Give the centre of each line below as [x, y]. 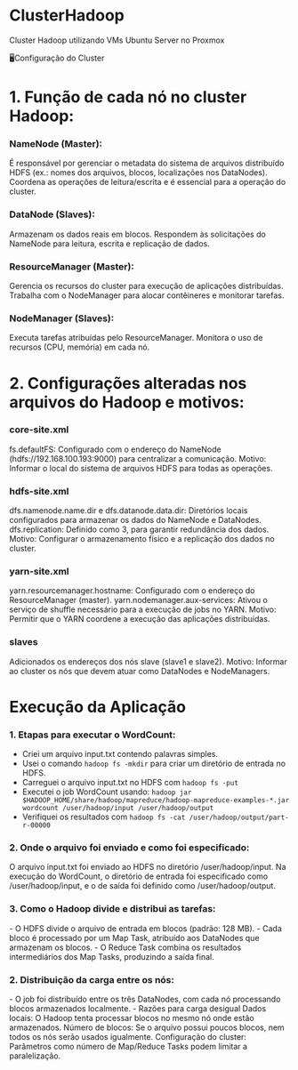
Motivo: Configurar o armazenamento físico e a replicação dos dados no [142, 539]
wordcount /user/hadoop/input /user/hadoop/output [118, 809]
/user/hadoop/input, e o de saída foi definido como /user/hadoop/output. [142, 886]
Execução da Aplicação [98, 707]
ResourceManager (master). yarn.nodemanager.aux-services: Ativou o [139, 600]
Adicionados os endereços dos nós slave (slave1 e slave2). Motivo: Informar [148, 661]
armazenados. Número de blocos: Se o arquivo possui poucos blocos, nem [147, 1027]
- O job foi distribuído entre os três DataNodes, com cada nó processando [145, 999]
